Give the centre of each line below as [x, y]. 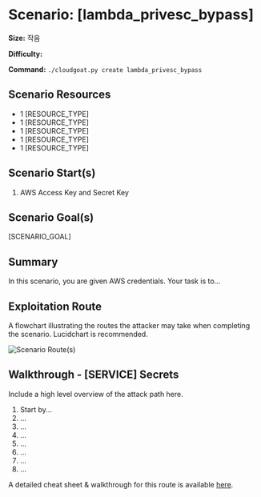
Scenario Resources [60, 95]
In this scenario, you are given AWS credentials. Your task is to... [114, 281]
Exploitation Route [55, 306]
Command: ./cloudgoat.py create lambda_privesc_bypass [105, 69]
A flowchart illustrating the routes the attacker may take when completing [129, 325]
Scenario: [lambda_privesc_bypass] [131, 15]
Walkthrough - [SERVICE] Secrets [94, 375]
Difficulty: [25, 54]
